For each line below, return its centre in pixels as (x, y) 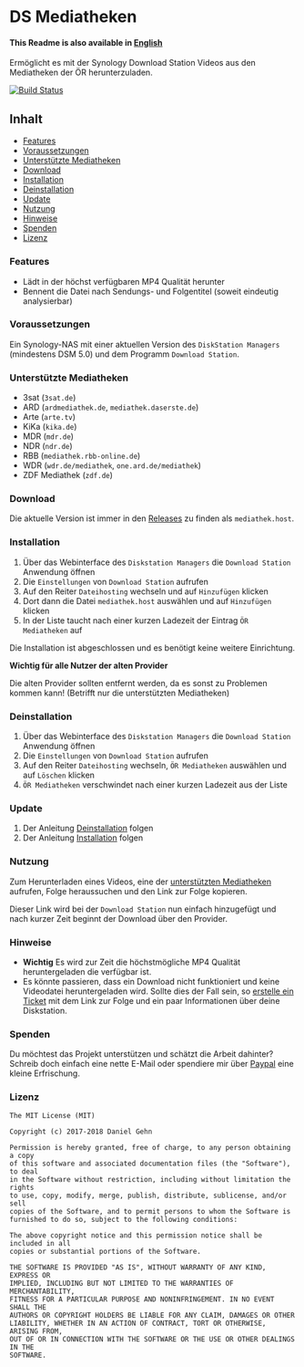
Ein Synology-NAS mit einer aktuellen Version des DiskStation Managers (145, 344)
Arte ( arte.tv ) (49, 417)
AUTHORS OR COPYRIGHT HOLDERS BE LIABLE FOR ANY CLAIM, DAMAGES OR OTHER (152, 1316)
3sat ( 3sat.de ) (49, 398)
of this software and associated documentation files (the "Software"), (150, 1164)
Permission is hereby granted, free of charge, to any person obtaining (150, 1148)
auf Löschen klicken (59, 775)
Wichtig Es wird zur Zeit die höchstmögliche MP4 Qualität (132, 962)
